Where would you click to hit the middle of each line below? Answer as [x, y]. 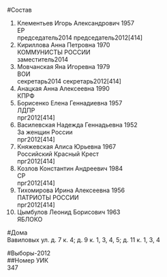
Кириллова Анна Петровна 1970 [63, 45]
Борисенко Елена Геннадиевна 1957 [70, 103]
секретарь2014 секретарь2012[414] [69, 81]
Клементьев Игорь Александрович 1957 [76, 23]
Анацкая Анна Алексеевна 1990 [63, 89]
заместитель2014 [42, 60]
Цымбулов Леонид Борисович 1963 [69, 212]
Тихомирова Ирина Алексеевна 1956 [71, 190]
